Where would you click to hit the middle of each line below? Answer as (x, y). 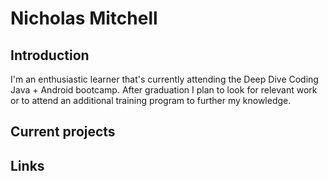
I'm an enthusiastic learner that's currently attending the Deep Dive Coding (164, 79)
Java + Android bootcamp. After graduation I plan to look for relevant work (164, 90)
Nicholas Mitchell (84, 18)
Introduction (50, 55)
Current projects (63, 132)
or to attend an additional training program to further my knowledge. (151, 100)
